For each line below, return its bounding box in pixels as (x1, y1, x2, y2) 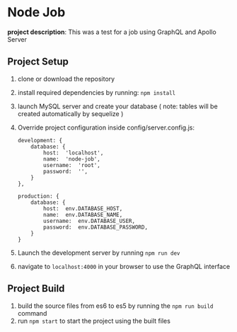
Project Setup (7, 56, 69, 68)
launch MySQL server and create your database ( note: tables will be (17, 102, 218, 110)
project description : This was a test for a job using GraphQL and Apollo (7, 28, 217, 36)
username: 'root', (43, 161, 100, 168)
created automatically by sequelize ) (17, 109, 124, 118)
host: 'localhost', (43, 149, 104, 156)
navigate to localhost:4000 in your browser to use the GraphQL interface (17, 262, 231, 270)
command (17, 309, 47, 317)
